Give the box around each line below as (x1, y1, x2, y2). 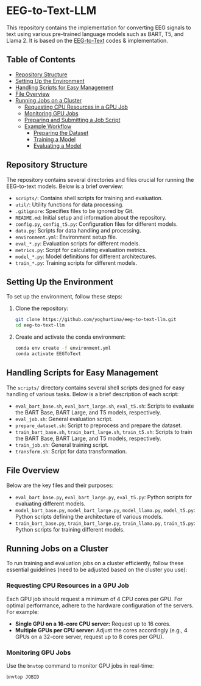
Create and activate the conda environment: (15, 333, 126, 341)
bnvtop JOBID (6, 674, 40, 680)
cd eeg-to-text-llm (15, 322, 65, 328)
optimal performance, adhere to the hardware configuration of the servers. (6, 602, 194, 609)
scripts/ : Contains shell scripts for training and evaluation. (15, 194, 163, 201)
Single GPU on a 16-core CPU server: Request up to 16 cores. (15, 620, 171, 627)
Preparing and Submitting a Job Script (24, 116, 121, 123)
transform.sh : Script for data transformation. (15, 447, 127, 455)
